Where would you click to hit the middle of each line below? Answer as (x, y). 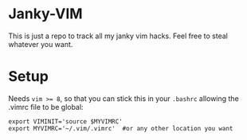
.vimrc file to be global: (46, 107)
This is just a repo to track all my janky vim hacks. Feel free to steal (118, 36)
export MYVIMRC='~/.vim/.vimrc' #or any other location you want (121, 128)
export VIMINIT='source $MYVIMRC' (66, 121)
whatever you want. (41, 44)
